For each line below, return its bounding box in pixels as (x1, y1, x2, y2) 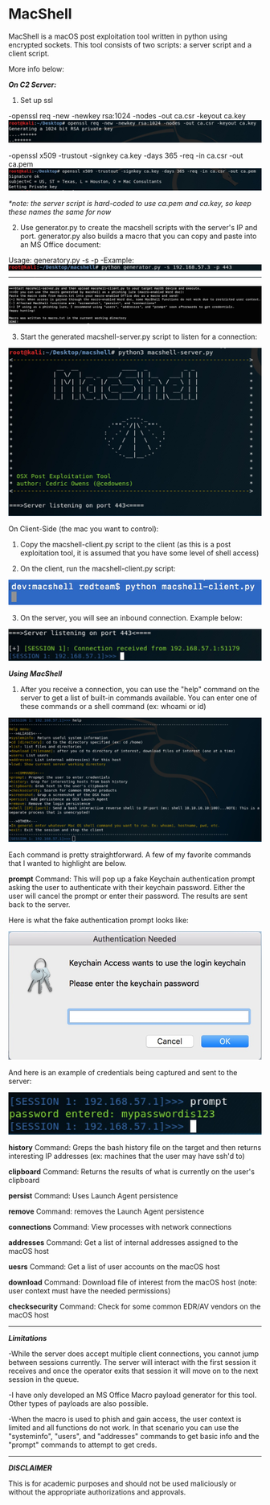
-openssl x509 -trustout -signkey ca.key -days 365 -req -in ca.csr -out (8, 150, 243, 161)
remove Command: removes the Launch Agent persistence (8, 1206, 205, 1216)
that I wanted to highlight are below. (8, 859, 127, 868)
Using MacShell (8, 669, 63, 678)
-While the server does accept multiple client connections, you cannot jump (8, 1349, 260, 1359)
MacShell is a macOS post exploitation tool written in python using (8, 31, 227, 41)
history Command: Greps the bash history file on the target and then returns (8, 1142, 262, 1152)
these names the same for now (8, 207, 112, 216)
